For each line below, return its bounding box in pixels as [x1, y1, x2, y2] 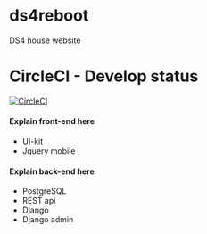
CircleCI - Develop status [9, 66, 199, 87]
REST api [21, 196, 56, 206]
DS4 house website [9, 35, 81, 46]
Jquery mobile [21, 146, 76, 156]
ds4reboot [9, 5, 89, 26]
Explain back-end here [9, 166, 95, 177]
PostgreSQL [21, 186, 67, 196]
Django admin [21, 214, 74, 225]
